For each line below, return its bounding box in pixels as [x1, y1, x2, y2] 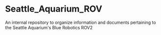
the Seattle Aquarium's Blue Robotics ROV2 [5, 24, 93, 30]
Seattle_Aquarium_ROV [5, 3, 103, 15]
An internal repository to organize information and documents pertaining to [5, 19, 156, 25]
